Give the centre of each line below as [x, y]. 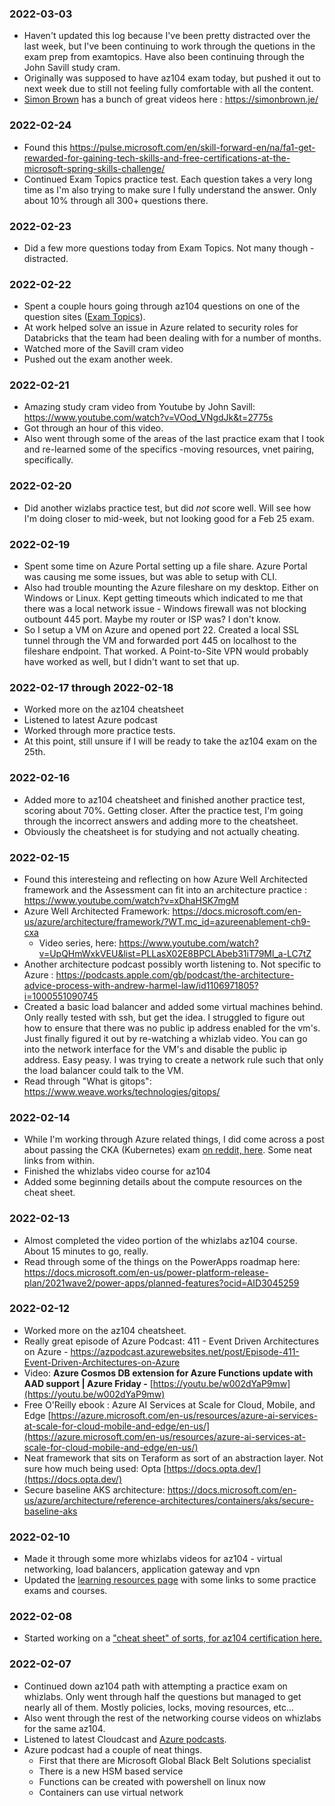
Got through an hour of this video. [93, 428]
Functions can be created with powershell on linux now [152, 1781]
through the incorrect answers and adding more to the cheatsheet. [161, 821]
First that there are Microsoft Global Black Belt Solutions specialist [175, 1760]
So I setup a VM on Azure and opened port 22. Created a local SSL [161, 630]
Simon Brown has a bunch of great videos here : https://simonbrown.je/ [171, 99]
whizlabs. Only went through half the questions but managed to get [162, 1696]
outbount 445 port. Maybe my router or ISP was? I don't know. [152, 619]
